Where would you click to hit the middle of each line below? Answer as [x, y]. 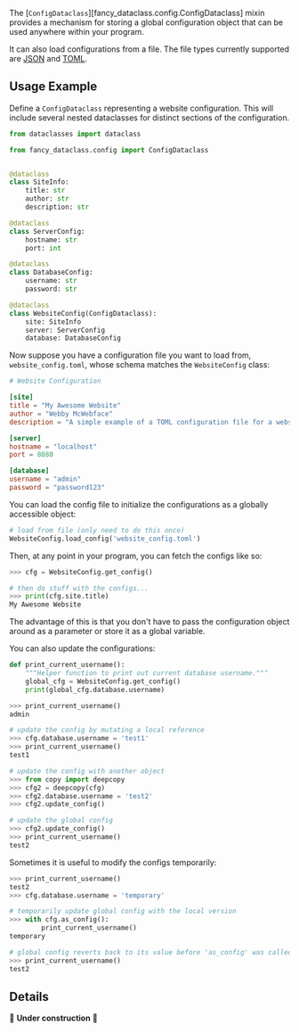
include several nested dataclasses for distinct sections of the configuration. [149, 117]
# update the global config [61, 821]
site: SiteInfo [53, 322]
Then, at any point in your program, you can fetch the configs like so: [136, 556]
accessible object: [43, 514]
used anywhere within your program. [77, 32]
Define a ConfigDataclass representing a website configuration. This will [141, 108]
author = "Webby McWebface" [61, 414]
